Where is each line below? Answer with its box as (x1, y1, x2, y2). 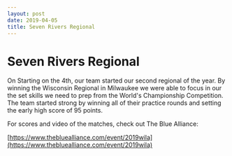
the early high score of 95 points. (7, 106, 103, 115)
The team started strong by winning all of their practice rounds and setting (7, 99, 222, 107)
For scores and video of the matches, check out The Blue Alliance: (7, 120, 199, 128)
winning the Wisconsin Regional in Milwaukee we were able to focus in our (7, 84, 222, 92)
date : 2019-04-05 (7, 17, 58, 24)
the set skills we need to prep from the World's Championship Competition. (7, 92, 224, 100)
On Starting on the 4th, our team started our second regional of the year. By (7, 76, 226, 85)
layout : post (7, 10, 45, 17)
